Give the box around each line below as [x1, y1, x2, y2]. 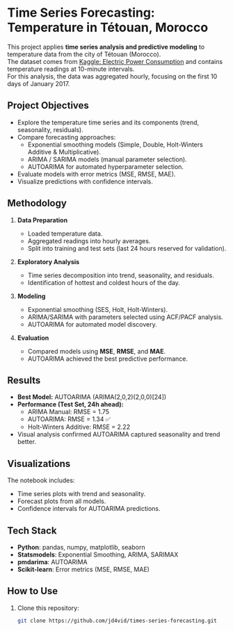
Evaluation [17, 334, 49, 342]
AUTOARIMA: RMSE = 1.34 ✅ [27, 415, 111, 423]
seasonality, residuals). [17, 125, 83, 133]
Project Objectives [7, 99, 89, 112]
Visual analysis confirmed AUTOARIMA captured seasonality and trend [17, 430, 220, 439]
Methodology [7, 197, 67, 209]
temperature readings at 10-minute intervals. [7, 65, 135, 73]
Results [7, 374, 41, 386]
